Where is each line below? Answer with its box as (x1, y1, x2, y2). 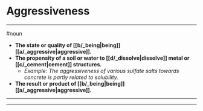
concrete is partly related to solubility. (24, 74, 119, 81)
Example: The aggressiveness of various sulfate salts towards (24, 67, 179, 74)
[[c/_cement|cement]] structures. (14, 60, 102, 68)
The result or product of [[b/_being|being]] (14, 80, 125, 87)
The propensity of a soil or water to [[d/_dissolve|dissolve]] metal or (14, 54, 190, 62)
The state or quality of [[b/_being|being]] (14, 41, 121, 49)
